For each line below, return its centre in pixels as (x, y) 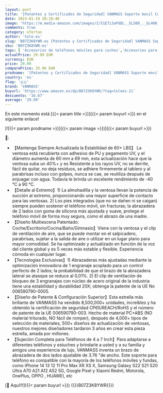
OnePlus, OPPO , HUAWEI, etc (42, 376)
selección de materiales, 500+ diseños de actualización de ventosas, (81, 323)
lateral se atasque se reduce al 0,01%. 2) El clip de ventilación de (77, 276)
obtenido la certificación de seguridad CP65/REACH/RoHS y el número (83, 308)
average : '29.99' (23, 100)
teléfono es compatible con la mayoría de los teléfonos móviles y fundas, (85, 360)
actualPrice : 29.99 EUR (29, 55)
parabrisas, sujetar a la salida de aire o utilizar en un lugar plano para (81, 239)
